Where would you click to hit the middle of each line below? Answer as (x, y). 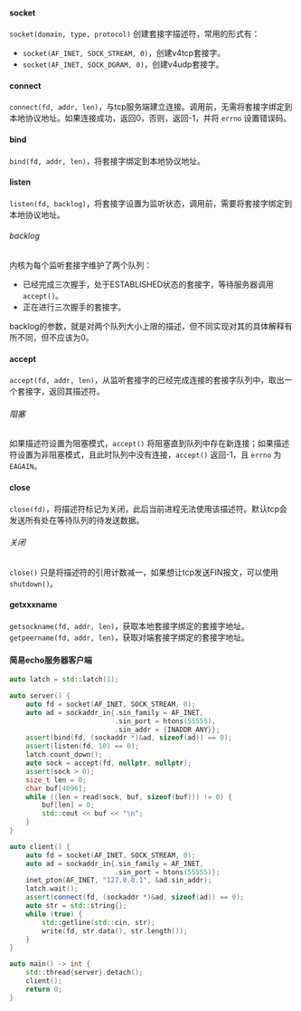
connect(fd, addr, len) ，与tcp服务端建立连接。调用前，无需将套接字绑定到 (151, 107)
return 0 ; (44, 989)
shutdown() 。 (34, 583)
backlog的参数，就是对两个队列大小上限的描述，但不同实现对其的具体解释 (147, 327)
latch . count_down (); (64, 755)
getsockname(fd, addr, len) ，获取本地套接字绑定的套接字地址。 (130, 626)
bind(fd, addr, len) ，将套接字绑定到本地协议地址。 (108, 161)
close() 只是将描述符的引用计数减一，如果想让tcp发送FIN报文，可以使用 (144, 572)
